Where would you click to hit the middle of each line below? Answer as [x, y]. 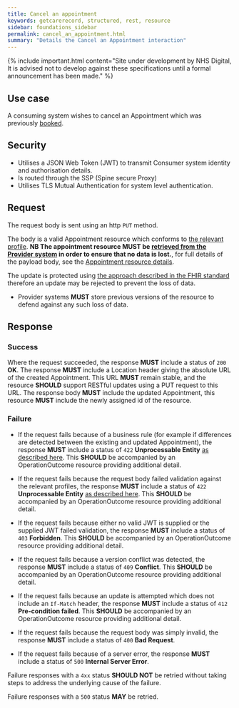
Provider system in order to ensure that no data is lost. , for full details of [115, 254]
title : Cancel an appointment [52, 14]
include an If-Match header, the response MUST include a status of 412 [123, 603]
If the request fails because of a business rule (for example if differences [124, 434]
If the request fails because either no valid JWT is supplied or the [113, 523]
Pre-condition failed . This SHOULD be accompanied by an [104, 611]
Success [23, 347]
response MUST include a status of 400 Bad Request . [96, 640]
